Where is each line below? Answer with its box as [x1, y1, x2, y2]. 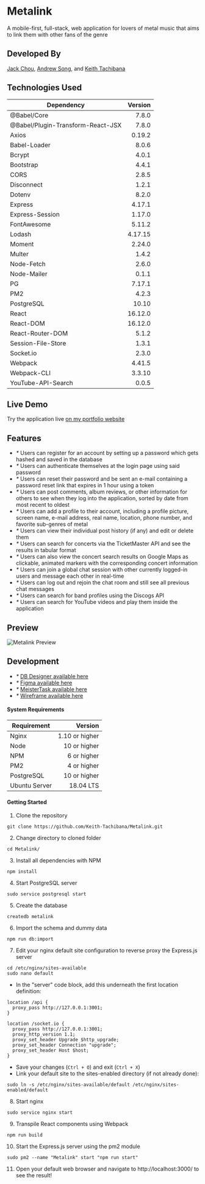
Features [7, 433, 41, 443]
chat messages [15, 586, 54, 593]
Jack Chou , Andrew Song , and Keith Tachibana [7, 65, 126, 72]
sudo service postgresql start [7, 891, 87, 897]
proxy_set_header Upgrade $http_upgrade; [12, 1037, 120, 1043]
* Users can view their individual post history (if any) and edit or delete [15, 527, 194, 534]
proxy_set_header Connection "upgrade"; [12, 1042, 117, 1049]
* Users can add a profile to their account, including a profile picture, [15, 508, 189, 515]
